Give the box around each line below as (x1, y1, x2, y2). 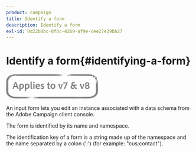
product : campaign (6, 9, 51, 15)
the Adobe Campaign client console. (6, 111, 95, 118)
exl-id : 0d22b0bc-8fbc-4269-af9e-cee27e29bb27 (6, 28, 123, 34)
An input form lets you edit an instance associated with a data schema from (6, 105, 190, 112)
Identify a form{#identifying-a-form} (6, 54, 191, 68)
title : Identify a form (6, 15, 65, 22)
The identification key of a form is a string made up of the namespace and (6, 134, 187, 141)
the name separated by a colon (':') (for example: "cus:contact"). (6, 140, 164, 147)
